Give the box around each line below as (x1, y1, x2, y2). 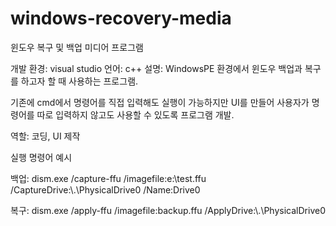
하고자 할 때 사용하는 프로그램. (20, 75, 139, 87)
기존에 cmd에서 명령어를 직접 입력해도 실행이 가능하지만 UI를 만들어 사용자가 (10, 96, 310, 108)
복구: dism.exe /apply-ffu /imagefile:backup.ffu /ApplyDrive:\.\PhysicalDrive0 (10, 204, 326, 216)
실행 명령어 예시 (10, 151, 73, 163)
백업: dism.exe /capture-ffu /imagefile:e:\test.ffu (10, 172, 207, 184)
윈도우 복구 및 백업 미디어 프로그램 (10, 41, 144, 53)
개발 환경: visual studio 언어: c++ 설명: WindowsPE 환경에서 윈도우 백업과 (10, 62, 303, 74)
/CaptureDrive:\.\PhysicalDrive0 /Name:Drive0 (10, 183, 201, 196)
